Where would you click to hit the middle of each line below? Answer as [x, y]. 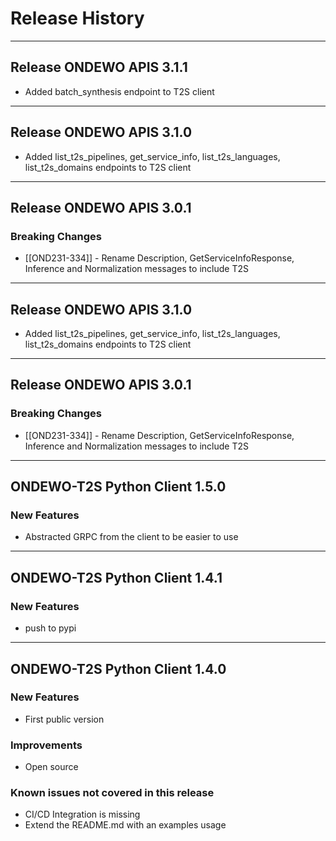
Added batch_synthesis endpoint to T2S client [119, 91]
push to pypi [50, 628]
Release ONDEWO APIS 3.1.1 [99, 67]
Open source [51, 767]
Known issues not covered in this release [112, 793]
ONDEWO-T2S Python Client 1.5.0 [118, 487]
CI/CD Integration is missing [82, 814]
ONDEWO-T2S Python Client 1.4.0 [118, 668]
